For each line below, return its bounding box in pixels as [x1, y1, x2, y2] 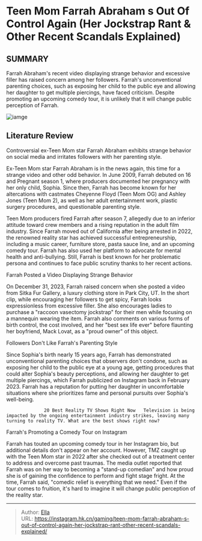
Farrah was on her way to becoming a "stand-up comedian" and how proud [6, 465, 194, 473]
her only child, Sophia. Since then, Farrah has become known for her [6, 184, 177, 191]
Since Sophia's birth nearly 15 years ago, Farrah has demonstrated [6, 351, 171, 358]
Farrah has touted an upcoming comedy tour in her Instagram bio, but [6, 440, 179, 447]
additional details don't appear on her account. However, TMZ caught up [6, 447, 186, 454]
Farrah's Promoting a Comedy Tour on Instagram [6, 428, 127, 436]
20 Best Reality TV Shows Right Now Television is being [44, 407, 195, 413]
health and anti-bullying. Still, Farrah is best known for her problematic [6, 253, 181, 260]
